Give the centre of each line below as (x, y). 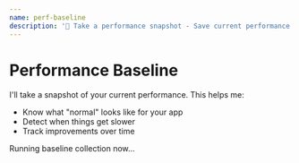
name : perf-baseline (48, 17)
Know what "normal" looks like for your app (103, 112)
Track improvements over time (78, 132)
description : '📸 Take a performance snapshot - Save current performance (150, 26)
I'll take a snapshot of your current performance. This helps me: (127, 95)
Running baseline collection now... (73, 149)
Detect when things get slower (79, 122)
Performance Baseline (94, 70)
